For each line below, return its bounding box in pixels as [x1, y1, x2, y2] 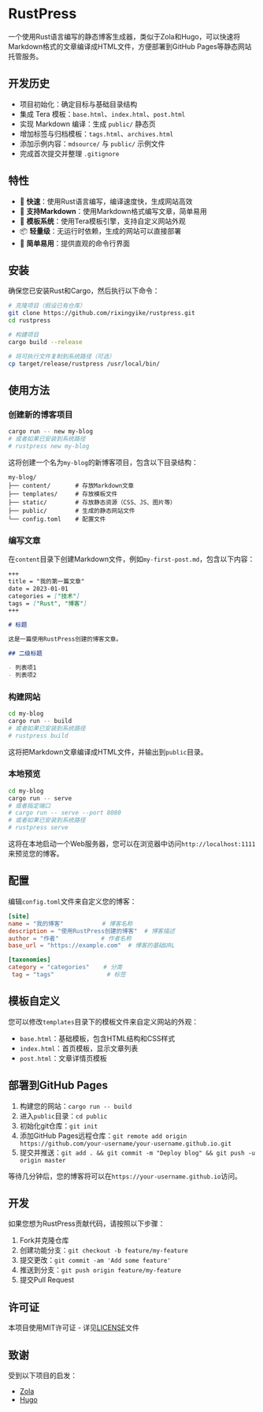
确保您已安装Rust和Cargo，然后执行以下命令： [8, 286, 160, 296]
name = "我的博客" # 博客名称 [8, 919, 133, 927]
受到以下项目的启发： [8, 1370, 77, 1380]
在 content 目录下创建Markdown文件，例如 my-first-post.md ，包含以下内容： [8, 554, 255, 564]
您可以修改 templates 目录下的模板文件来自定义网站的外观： [8, 1017, 199, 1026]
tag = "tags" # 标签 [11, 971, 126, 979]
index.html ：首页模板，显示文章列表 [19, 1043, 139, 1053]
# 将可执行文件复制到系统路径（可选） [8, 352, 116, 360]
